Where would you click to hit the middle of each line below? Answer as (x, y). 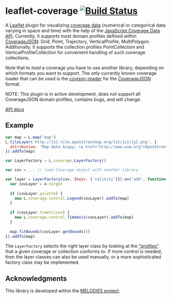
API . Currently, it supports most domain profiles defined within (71, 36)
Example (19, 125)
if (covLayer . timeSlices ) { (40, 212)
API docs (15, 109)
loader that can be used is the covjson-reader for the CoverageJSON (78, 78)
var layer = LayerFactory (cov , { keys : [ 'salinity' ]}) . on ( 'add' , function (86, 179)
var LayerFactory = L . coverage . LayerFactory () (56, 161)
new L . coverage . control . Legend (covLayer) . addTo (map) (72, 198)
